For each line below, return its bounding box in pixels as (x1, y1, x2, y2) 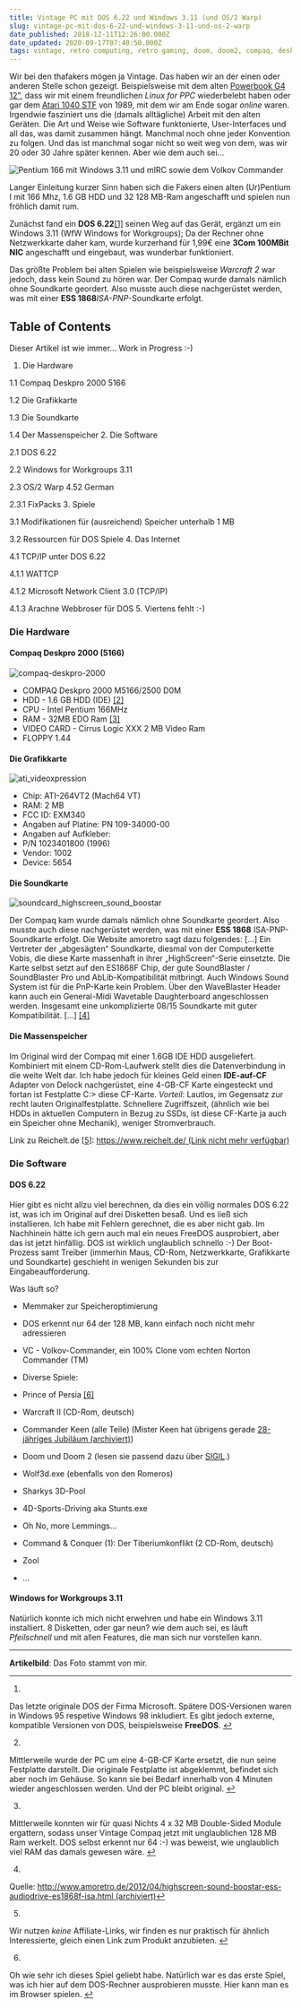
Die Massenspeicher (9, 1031, 88, 1042)
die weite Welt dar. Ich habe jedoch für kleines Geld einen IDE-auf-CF (9, 1069, 267, 1080)
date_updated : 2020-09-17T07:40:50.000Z (9, 38, 163, 48)
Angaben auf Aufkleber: (21, 828, 111, 839)
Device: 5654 (21, 857, 73, 868)
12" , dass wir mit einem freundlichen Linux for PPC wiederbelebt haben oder (9, 91, 291, 101)
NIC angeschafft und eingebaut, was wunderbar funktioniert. (9, 247, 235, 258)
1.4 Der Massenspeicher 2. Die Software (9, 429, 159, 440)
